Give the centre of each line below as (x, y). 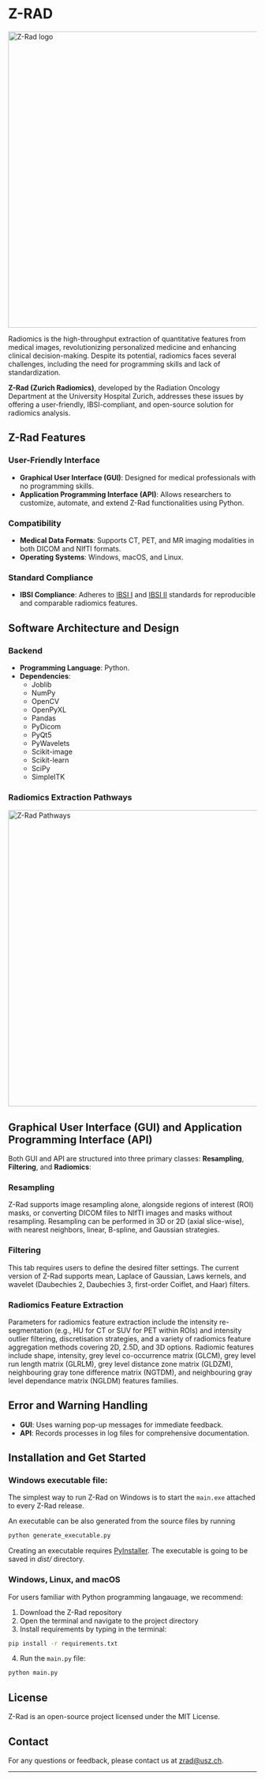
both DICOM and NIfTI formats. (70, 548)
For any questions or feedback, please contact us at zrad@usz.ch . (116, 1760)
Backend (26, 650)
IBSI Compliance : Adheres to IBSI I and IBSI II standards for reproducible (138, 595)
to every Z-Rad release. (47, 1506)
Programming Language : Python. (75, 668)
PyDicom (46, 726)
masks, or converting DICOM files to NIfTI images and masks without (120, 1213)
